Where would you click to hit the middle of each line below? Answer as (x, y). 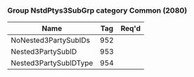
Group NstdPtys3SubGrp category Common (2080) (97, 10)
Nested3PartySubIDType (52, 63)
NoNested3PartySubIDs (50, 41)
